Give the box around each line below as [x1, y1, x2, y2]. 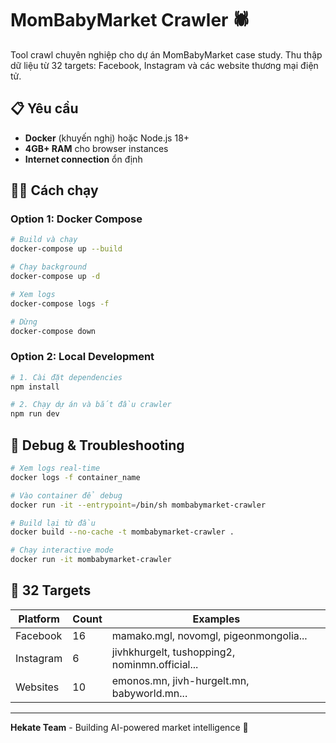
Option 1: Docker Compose [10, 212, 143, 226]
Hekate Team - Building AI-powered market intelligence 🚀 [10, 721, 249, 733]
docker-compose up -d [10, 272, 101, 282]
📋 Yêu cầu [10, 100, 79, 117]
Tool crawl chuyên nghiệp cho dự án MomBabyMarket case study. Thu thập [10, 48, 323, 61]
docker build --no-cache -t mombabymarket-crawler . [10, 527, 235, 537]
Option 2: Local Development [10, 350, 155, 364]
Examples [192, 612, 241, 626]
